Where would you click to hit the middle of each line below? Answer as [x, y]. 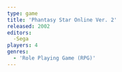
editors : [19, 33]
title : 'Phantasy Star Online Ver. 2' [62, 20]
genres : [18, 52]
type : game [22, 13]
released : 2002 [29, 26]
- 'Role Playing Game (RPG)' [55, 58]
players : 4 [22, 45]
